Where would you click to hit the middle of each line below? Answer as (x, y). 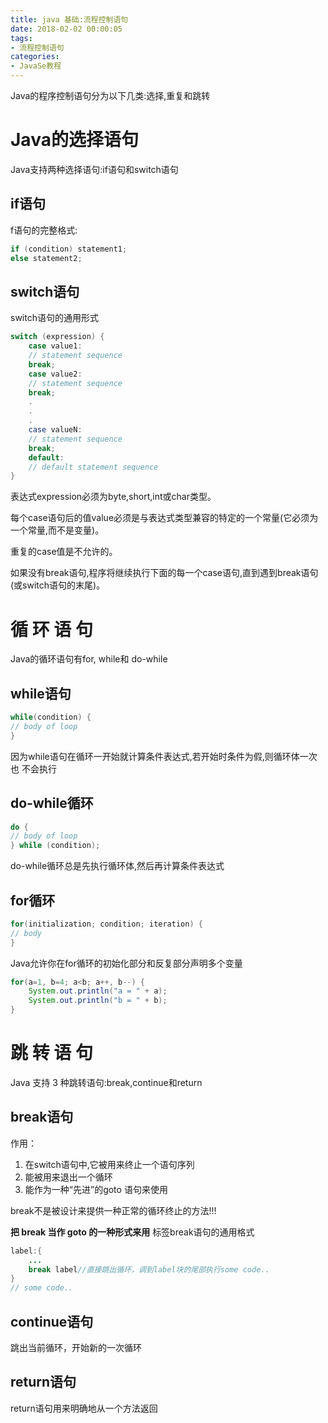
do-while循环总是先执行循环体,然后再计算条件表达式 (117, 866)
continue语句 (52, 1321)
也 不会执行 (33, 768)
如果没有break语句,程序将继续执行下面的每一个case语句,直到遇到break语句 (164, 573)
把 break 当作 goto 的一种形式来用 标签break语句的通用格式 (132, 1232)
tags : (21, 38)
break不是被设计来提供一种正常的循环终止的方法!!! (113, 1210)
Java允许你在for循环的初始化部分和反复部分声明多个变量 (126, 963)
